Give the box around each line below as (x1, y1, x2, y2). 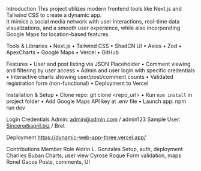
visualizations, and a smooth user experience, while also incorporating (6, 24, 181, 31)
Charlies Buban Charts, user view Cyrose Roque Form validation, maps (6, 152, 182, 159)
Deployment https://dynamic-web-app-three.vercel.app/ (6, 134, 146, 141)
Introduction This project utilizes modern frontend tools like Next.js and (6, 5, 182, 12)
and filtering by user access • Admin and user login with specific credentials (6, 67, 195, 74)
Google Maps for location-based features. (6, 31, 110, 38)
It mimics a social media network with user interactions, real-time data (6, 18, 180, 25)
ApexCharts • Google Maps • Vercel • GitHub (6, 49, 119, 56)
